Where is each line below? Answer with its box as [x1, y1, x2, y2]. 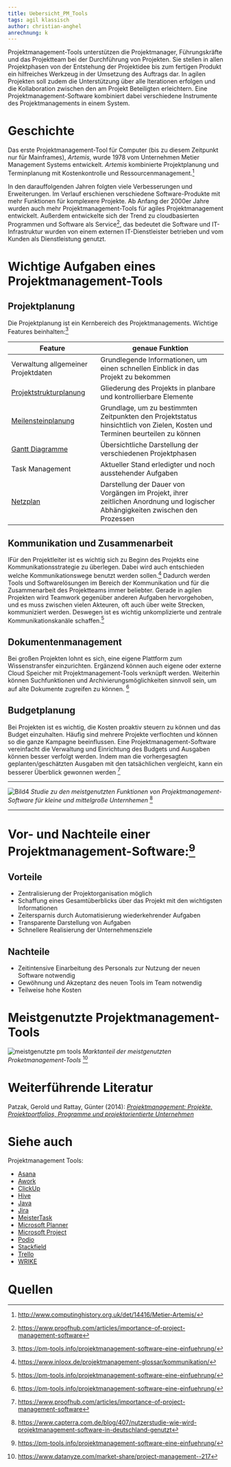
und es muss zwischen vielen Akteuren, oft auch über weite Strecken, [8, 601, 205, 609]
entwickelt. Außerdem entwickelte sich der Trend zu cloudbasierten [8, 211, 199, 220]
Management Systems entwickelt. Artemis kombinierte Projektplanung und [8, 161, 219, 169]
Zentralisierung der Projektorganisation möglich [17, 889, 153, 897]
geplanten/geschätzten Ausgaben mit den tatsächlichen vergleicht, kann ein [8, 759, 223, 768]
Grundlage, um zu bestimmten [99, 403, 198, 413]
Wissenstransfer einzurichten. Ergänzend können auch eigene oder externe [8, 662, 222, 670]
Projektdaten [11, 368, 53, 378]
